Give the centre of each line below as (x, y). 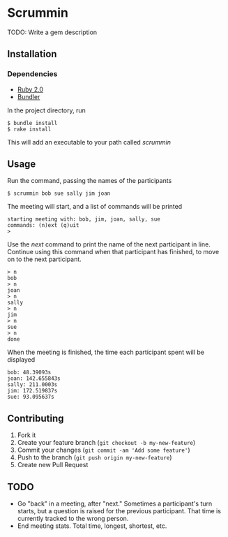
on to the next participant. (44, 259)
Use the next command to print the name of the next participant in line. (109, 244)
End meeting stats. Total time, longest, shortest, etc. (92, 526)
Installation (32, 54)
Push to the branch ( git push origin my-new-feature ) (94, 457)
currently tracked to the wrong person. (73, 519)
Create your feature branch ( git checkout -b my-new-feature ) (106, 443)
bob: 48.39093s (29, 373)
